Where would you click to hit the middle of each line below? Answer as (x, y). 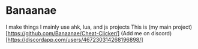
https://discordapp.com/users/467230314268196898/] (75, 39)
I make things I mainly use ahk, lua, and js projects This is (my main (88, 27)
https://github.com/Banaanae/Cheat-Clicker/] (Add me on (79, 33)
